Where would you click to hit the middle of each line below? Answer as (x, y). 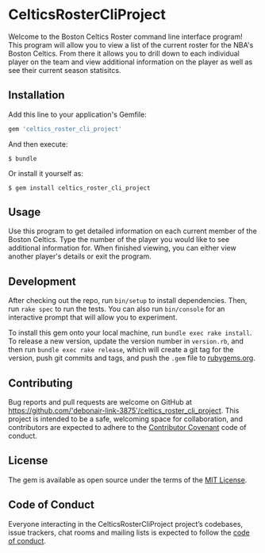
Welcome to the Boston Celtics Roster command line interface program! (126, 36)
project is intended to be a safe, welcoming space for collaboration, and (126, 419)
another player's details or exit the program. (80, 256)
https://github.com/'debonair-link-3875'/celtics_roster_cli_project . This (124, 411)
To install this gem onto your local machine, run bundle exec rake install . (130, 333)
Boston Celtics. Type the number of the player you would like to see (119, 240)
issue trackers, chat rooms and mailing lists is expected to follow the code (129, 532)
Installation (36, 96)
